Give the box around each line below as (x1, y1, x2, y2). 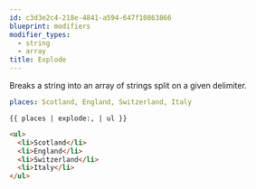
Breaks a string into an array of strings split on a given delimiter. (9, 80, 247, 90)
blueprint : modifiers (9, 22, 91, 31)
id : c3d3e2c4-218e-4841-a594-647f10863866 (9, 13, 172, 23)
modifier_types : (9, 30, 71, 39)
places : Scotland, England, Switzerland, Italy (9, 98, 193, 107)
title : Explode (9, 55, 67, 64)
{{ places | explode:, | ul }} (9, 114, 128, 123)
